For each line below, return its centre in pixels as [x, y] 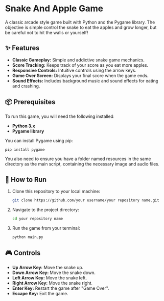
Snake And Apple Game [54, 9]
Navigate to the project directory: [46, 210]
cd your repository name [37, 219]
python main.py [28, 237]
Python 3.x [23, 126]
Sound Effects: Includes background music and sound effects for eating [85, 81]
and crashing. [26, 86]
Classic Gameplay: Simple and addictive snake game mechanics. [78, 60]
